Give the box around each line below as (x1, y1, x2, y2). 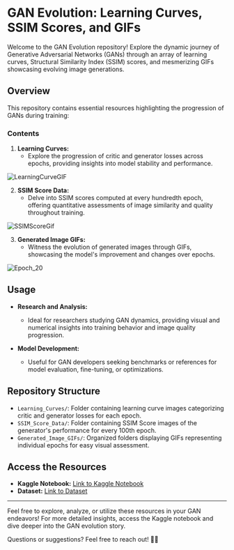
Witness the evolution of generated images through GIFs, (27, 243, 192, 252)
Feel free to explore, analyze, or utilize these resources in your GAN (7, 507, 201, 515)
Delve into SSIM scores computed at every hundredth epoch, (27, 194, 203, 202)
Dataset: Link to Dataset (17, 487, 88, 496)
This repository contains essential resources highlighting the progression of (7, 103, 224, 112)
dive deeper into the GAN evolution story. (7, 521, 126, 530)
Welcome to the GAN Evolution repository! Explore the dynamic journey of (7, 43, 219, 51)
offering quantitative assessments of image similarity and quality (27, 201, 214, 210)
